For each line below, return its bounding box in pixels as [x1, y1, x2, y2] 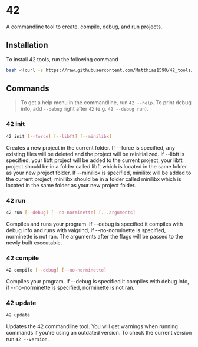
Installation [6, 40, 48, 50]
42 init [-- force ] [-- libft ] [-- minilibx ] [6, 133, 112, 139]
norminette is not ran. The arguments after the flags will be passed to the [6, 233, 184, 240]
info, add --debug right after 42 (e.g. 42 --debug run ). [20, 105, 148, 113]
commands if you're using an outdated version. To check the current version [6, 329, 192, 336]
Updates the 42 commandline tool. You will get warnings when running [6, 323, 179, 330]
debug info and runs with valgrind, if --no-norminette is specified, [6, 226, 166, 233]
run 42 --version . [6, 335, 49, 342]
